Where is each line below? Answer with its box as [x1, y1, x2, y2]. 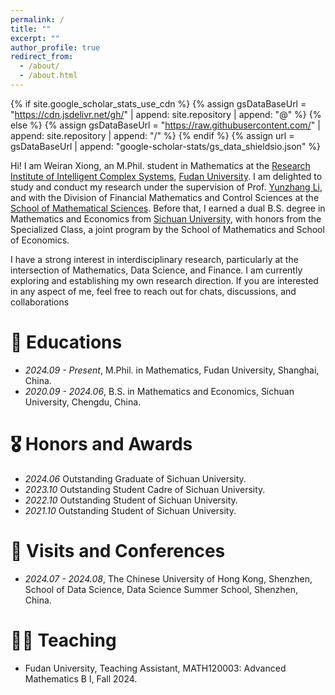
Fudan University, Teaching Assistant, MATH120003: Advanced [24, 662, 287, 674]
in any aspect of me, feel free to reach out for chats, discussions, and [10, 285, 297, 297]
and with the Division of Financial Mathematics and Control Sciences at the [10, 191, 320, 203]
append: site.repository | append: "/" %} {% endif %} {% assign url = [10, 129, 295, 141]
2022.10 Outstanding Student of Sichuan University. [24, 494, 238, 506]
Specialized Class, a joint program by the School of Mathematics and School [10, 223, 325, 235]
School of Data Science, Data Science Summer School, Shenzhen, [24, 583, 299, 595]
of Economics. [10, 234, 70, 246]
